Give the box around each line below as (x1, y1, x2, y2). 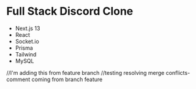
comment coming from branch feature (6, 75, 103, 83)
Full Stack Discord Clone (6, 4, 134, 18)
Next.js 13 (15, 25, 40, 32)
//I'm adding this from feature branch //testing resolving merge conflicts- (6, 69, 190, 76)
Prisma (15, 44, 34, 52)
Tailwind (15, 50, 37, 58)
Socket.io (15, 37, 40, 45)
